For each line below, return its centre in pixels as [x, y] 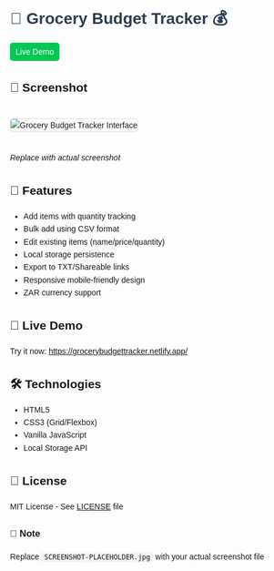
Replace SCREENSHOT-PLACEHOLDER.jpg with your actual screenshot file [137, 556]
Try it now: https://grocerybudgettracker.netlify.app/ [99, 351]
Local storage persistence [69, 254]
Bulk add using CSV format [71, 229]
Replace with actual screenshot [66, 158]
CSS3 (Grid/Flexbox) [60, 423]
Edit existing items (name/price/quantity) [94, 242]
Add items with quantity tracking [80, 216]
